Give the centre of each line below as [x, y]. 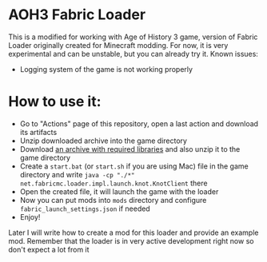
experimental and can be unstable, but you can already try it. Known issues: [133, 54]
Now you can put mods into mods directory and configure [113, 200]
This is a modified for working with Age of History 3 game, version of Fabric [133, 37]
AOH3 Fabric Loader [77, 15]
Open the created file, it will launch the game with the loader [119, 191]
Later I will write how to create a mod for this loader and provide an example [133, 232]
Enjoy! [30, 216]
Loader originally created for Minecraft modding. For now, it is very [118, 45]
